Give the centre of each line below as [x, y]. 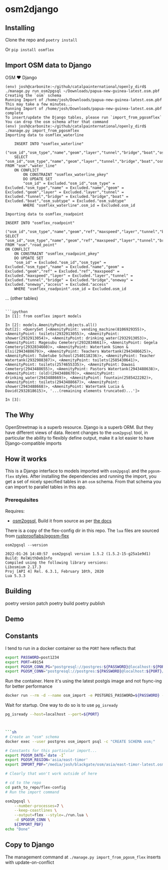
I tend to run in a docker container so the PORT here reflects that [70, 648]
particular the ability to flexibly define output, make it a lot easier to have [79, 438]
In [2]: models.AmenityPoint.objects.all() [51, 325]
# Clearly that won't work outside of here [51, 774]
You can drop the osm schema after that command [57, 122]
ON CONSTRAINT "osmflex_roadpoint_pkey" [57, 254]
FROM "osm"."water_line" [31, 166]
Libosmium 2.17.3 [23, 567]
